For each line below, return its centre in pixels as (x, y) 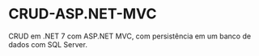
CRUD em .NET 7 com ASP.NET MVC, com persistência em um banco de (130, 36)
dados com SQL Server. (48, 44)
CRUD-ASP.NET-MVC (83, 14)
